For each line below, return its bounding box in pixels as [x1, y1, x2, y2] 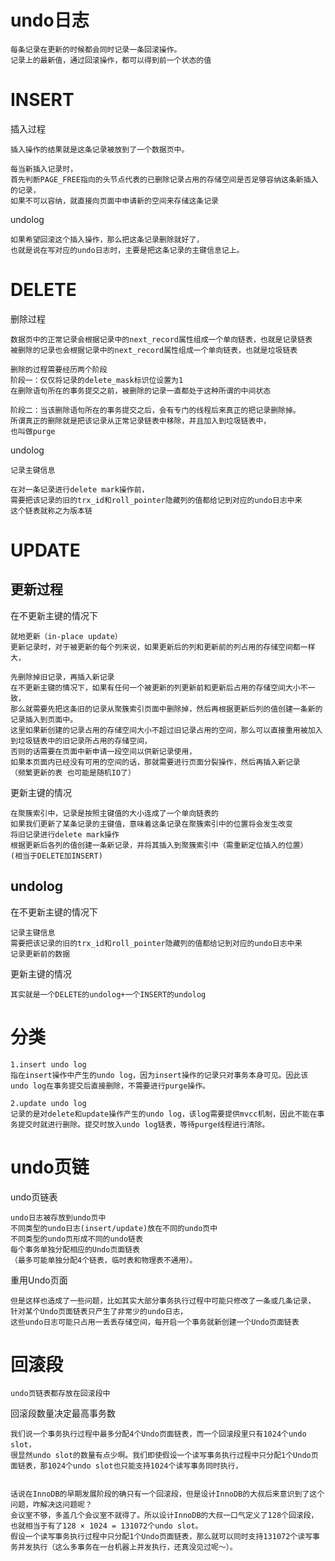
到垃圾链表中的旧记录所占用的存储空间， [10, 736, 152, 746]
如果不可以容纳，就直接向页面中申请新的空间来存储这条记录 [10, 196, 219, 206]
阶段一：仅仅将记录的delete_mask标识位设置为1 [10, 375, 184, 385]
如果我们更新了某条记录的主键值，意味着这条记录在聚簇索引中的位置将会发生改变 [10, 819, 293, 829]
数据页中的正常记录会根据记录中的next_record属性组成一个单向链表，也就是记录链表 [10, 334, 313, 345]
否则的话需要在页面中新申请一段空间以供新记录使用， [10, 746, 197, 756]
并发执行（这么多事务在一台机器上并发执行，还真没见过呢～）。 [17, 1542, 238, 1553]
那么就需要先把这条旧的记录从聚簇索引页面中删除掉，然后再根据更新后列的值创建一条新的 [10, 704, 323, 714]
